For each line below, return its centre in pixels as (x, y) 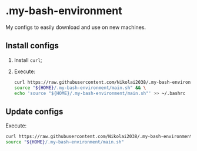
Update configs (34, 111)
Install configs (32, 46)
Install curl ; (28, 60)
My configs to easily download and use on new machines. (76, 27)
